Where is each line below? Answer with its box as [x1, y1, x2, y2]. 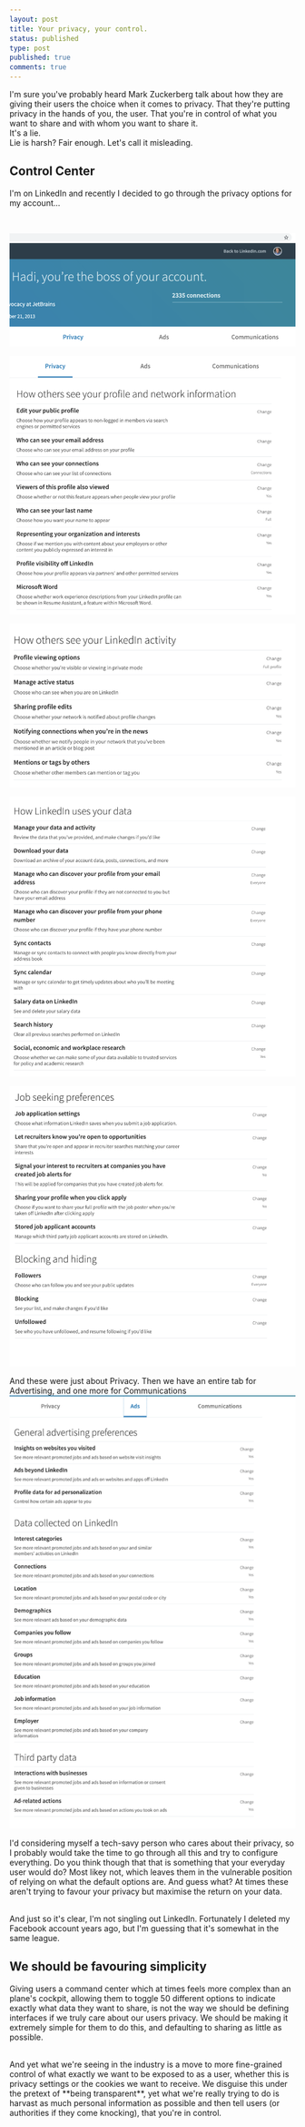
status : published [9, 34, 79, 43]
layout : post [9, 15, 59, 24]
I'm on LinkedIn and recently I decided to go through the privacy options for [9, 188, 292, 198]
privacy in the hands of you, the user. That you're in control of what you [9, 108, 278, 118]
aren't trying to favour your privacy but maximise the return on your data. [9, 1886, 283, 1897]
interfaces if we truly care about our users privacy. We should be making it [9, 2012, 289, 2023]
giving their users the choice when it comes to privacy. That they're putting [9, 98, 290, 109]
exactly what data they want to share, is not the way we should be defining [9, 2002, 290, 2013]
